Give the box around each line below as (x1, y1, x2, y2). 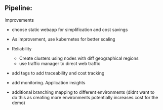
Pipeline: (4, 4, 33, 12)
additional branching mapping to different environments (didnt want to (11, 89, 155, 95)
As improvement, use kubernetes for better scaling (11, 36, 116, 42)
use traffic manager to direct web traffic (19, 60, 101, 66)
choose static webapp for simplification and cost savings (11, 27, 128, 33)
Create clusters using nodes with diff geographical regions (19, 55, 139, 61)
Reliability (11, 45, 32, 51)
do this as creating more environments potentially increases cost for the (11, 94, 159, 100)
